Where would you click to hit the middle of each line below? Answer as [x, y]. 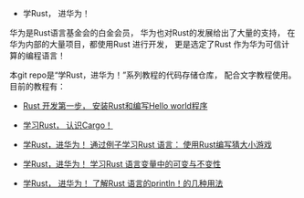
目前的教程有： [37, 86]
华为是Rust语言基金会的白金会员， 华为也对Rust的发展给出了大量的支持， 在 [152, 33]
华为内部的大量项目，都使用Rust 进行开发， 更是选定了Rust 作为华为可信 [146, 44]
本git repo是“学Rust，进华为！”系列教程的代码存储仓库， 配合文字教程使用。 [153, 75]
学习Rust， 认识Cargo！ [68, 125]
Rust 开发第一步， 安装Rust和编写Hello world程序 [115, 106]
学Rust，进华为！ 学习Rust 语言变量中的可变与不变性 [122, 164]
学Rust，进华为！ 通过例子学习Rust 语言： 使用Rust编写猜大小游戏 [147, 145]
